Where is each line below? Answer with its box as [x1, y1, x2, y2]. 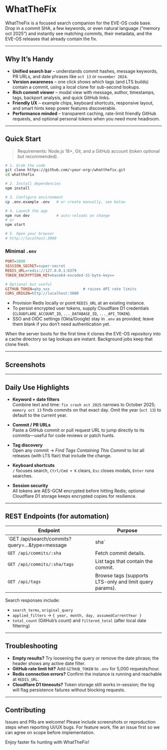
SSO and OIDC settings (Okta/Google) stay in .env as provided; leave [12, 316, 154, 322]
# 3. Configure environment [5, 195, 64, 200]
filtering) [12, 623, 30, 629]
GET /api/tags [7, 579, 41, 584]
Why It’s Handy [5, 55, 54, 63]
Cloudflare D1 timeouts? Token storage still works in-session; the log [12, 681, 155, 687]
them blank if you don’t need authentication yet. [12, 321, 111, 327]
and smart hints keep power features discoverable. [12, 105, 117, 111]
